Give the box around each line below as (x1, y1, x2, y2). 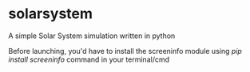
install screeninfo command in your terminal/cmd (8, 55, 170, 64)
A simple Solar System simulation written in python (8, 31, 176, 40)
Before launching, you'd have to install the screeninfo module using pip (8, 46, 242, 55)
